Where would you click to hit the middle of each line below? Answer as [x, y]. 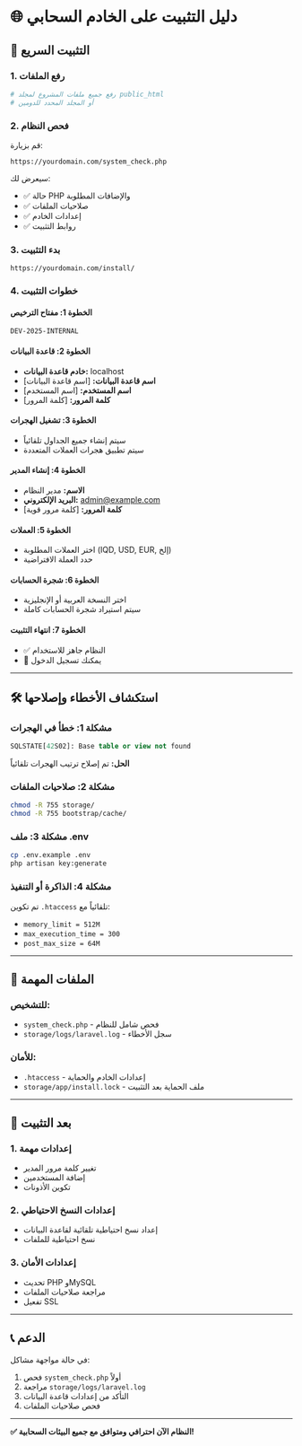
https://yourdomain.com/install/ [73, 268]
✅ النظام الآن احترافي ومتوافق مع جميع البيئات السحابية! [103, 1431]
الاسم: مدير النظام [54, 490]
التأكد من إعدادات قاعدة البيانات [76, 1396]
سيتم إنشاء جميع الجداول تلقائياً [74, 440]
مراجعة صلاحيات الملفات [64, 1292]
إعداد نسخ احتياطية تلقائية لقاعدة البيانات [91, 1230]
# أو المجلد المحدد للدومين [52, 102]
